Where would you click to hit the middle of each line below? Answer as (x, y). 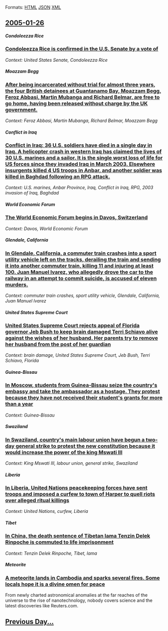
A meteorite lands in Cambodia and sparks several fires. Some (83, 578)
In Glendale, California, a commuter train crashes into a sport (81, 253)
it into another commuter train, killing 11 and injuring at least (79, 266)
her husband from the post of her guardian (58, 345)
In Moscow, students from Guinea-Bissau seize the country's (81, 385)
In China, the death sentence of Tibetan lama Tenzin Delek (78, 536)
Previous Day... (30, 622)
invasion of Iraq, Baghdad (32, 193)
